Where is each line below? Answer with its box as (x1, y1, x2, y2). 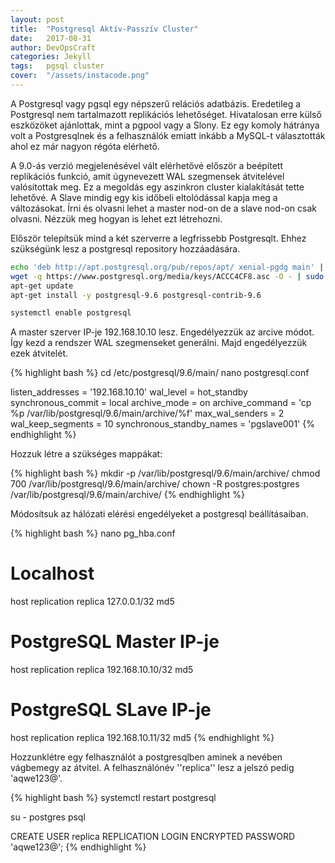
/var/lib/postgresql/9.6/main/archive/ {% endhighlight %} (10, 489, 245, 501)
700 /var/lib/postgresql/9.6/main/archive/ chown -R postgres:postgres (10, 478, 300, 490)
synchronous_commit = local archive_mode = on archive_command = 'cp (10, 397, 312, 409)
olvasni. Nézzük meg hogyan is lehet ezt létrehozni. (10, 212, 223, 225)
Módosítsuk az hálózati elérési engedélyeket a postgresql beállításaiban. (10, 508, 309, 520)
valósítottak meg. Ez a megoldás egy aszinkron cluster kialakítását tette (10, 181, 305, 193)
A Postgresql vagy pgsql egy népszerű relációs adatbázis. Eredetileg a (10, 97, 302, 110)
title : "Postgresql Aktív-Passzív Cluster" (10, 24, 199, 34)
